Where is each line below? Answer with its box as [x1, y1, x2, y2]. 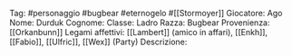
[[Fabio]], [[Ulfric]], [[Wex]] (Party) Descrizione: [9, 36, 188, 47]
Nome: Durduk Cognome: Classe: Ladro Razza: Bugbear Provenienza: [9, 17, 270, 28]
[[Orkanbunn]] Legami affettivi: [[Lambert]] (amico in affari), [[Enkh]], [9, 27, 268, 37]
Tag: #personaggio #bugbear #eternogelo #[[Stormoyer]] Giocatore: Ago [9, 8, 283, 18]
